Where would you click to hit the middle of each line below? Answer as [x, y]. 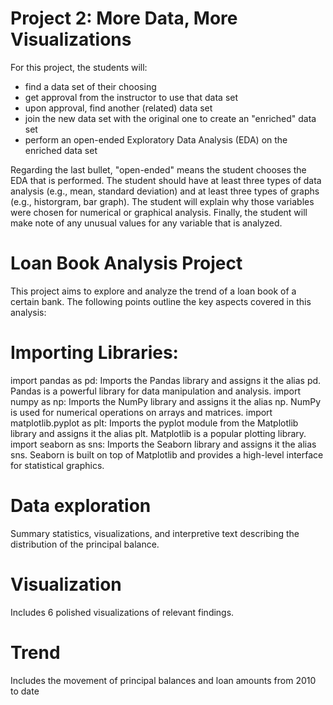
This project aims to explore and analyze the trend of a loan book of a [153, 291]
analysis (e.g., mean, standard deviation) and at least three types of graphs [165, 191]
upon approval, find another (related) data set [118, 108]
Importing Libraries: [94, 353]
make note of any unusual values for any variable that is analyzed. [146, 223]
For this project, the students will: [79, 67]
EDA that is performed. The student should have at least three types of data [166, 180]
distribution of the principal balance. [85, 544]
